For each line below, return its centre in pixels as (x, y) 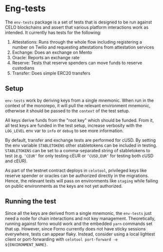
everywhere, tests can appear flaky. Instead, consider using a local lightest (80, 234)
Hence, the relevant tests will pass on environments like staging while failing (81, 181)
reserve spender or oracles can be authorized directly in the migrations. (77, 175)
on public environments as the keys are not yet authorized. (64, 186)
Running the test (31, 201)
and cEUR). (16, 161)
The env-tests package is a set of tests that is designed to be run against (79, 22)
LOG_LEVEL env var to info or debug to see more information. (64, 131)
